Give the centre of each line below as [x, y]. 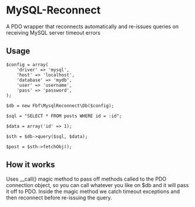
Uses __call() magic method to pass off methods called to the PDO [86, 179]
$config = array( [27, 65]
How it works [31, 165]
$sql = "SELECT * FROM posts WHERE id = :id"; [64, 116]
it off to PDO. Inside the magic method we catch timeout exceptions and [93, 191]
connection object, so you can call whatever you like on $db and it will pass [97, 185]
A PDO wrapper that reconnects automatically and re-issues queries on [93, 26]
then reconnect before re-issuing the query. [59, 198]
